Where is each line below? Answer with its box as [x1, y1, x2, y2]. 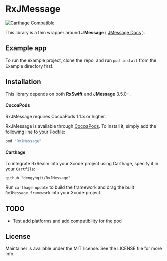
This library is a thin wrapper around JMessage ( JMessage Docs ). [5, 29, 145, 35]
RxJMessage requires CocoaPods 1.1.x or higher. [5, 113, 106, 119]
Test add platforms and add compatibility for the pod [12, 218, 122, 224]
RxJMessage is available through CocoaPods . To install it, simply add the [5, 123, 157, 129]
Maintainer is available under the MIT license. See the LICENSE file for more [5, 245, 162, 252]
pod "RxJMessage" [5, 138, 42, 144]
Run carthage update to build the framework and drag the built [5, 184, 135, 190]
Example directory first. [5, 62, 54, 69]
